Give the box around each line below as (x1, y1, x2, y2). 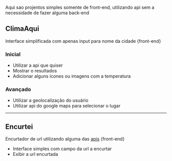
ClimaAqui (5, 24, 39, 33)
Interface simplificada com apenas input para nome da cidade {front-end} (5, 38, 161, 44)
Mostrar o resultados (12, 68, 57, 74)
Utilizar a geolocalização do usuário (12, 97, 89, 103)
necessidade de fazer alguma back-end (5, 10, 90, 16)
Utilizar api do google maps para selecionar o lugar (12, 103, 121, 109)
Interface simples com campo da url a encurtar (12, 146, 112, 152)
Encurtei (5, 122, 33, 131)
